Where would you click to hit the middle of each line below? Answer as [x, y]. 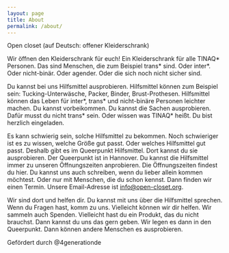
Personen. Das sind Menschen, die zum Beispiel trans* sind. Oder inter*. [109, 66]
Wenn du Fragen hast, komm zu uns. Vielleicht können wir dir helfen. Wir [109, 208]
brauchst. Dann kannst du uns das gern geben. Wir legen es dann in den [109, 222]
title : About [26, 20]
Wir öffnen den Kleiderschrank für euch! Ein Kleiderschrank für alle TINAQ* [113, 59]
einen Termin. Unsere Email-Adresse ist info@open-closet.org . [95, 187]
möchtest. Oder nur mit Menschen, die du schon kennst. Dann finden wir [109, 180]
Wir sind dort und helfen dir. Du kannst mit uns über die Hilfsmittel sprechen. [115, 200]
